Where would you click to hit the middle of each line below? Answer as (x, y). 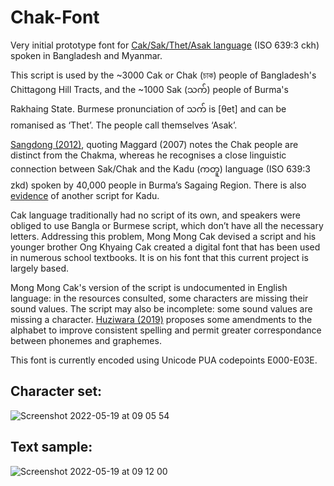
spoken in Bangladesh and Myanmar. (86, 55)
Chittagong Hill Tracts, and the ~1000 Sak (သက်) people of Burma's (149, 89)
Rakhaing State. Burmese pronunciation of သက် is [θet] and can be (148, 108)
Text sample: (51, 447)
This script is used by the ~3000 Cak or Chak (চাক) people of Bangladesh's (163, 75)
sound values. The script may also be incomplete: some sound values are (161, 308)
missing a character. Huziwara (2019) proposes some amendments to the (161, 319)
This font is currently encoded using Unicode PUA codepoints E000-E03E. (164, 360)
